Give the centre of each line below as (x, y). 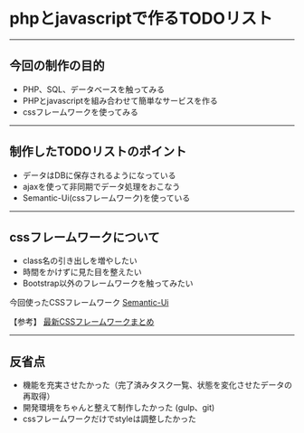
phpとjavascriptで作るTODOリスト (141, 19)
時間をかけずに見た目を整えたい (82, 272)
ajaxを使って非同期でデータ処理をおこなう (101, 186)
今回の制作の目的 (57, 66)
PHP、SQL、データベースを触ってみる (94, 89)
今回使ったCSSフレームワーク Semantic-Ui (89, 303)
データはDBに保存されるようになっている (99, 175)
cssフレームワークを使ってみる (80, 112)
